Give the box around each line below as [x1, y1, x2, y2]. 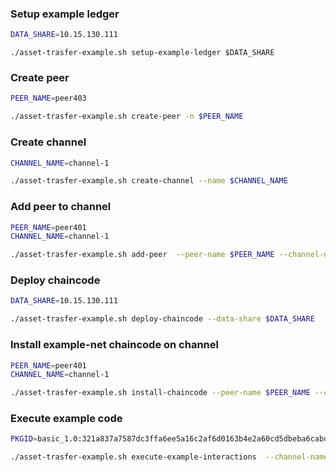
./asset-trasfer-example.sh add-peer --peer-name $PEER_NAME [10, 250, 275, 260]
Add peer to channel [10, 200, 112, 214]
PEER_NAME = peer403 [10, 93, 87, 104]
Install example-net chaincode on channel [10, 338, 219, 352]
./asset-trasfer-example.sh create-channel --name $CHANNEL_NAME [10, 176, 288, 186]
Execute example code [10, 412, 123, 426]
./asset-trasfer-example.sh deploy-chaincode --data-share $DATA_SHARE [10, 314, 315, 324]
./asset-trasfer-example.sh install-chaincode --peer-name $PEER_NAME [10, 388, 311, 398]
